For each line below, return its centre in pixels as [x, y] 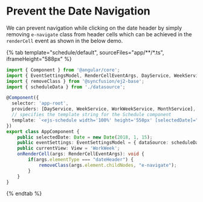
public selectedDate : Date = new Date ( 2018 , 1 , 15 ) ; [85, 137]
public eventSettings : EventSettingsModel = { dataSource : [93, 143]
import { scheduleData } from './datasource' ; [66, 87]
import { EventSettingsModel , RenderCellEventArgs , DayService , [89, 76]
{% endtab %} [24, 194]
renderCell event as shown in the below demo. [65, 41]
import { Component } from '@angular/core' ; [63, 70]
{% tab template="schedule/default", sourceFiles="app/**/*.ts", [85, 52]
